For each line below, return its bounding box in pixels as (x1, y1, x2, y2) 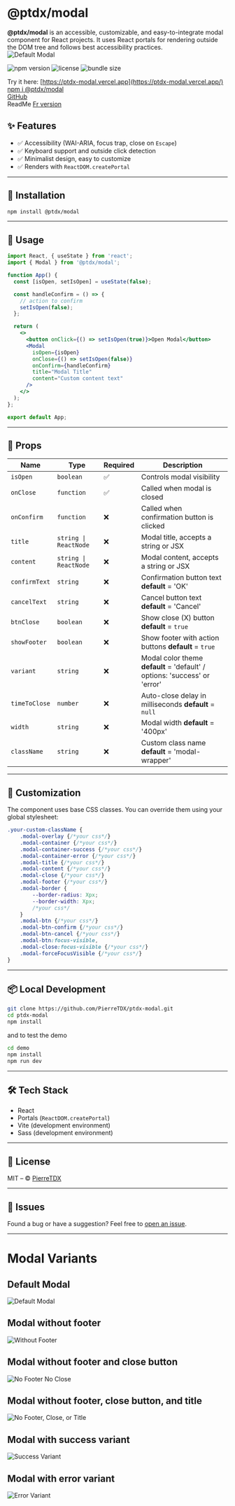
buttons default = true (141, 642, 215, 652)
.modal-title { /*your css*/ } (20, 859, 105, 866)
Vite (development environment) (17, 1121, 111, 1129)
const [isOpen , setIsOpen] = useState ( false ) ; (13, 278, 152, 285)
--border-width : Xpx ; (32, 898, 96, 905)
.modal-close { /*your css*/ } (20, 872, 105, 879)
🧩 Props (7, 439, 42, 451)
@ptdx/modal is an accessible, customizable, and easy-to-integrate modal (7, 28, 224, 36)
